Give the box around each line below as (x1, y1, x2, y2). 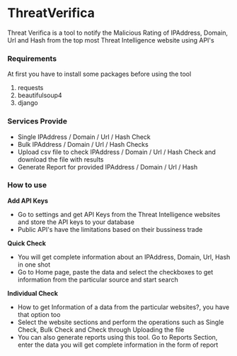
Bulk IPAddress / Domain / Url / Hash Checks (17, 140, 149, 148)
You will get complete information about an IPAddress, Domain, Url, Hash (17, 252, 231, 261)
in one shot (17, 260, 51, 269)
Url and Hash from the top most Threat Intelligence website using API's (7, 35, 214, 44)
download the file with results (17, 155, 104, 164)
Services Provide (7, 116, 67, 126)
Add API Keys (7, 196, 48, 205)
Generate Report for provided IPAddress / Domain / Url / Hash (17, 162, 198, 171)
